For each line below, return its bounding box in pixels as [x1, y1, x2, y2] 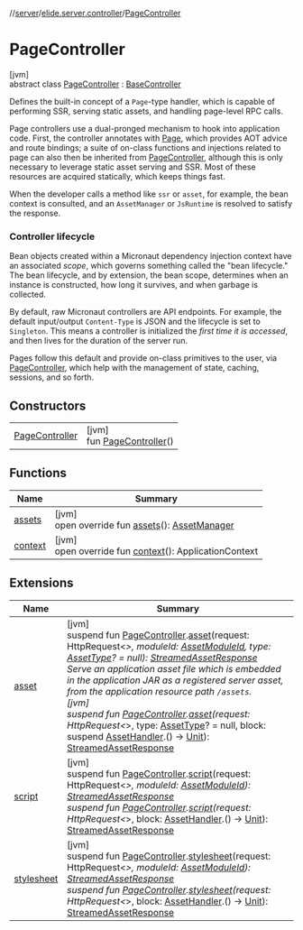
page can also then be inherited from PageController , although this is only [9, 152, 284, 162]
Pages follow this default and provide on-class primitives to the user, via [9, 353, 278, 364]
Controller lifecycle [9, 230, 96, 243]
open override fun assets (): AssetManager [54, 519, 234, 531]
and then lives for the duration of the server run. [9, 336, 188, 346]
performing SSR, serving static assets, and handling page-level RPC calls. [9, 106, 284, 116]
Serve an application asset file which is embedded [67, 662, 281, 675]
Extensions [9, 575, 74, 591]
